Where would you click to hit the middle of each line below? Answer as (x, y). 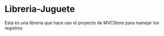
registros (14, 28)
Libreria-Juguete (40, 9)
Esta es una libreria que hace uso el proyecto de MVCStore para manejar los (82, 23)
